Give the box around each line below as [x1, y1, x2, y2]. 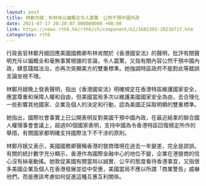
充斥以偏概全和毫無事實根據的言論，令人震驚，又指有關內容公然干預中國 [11, 57, 194, 64]
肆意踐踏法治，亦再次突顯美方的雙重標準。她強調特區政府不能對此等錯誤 [17, 65, 200, 72]
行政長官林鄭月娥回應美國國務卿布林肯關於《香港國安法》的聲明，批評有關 [6, 50, 194, 57]
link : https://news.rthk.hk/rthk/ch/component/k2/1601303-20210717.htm [6, 26, 193, 33]
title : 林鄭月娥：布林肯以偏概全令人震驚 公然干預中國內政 [6, 15, 140, 21]
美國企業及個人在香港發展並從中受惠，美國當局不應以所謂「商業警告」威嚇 [11, 165, 200, 172]
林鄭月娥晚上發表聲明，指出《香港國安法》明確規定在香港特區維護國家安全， [6, 85, 200, 93]
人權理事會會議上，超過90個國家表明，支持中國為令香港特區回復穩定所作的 [6, 122, 196, 129]
